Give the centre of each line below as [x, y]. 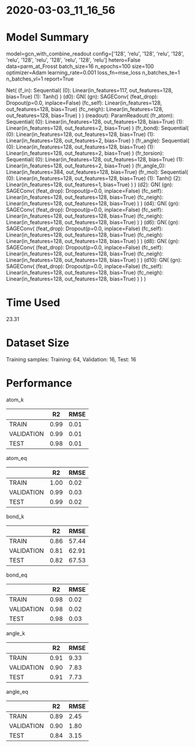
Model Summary [48, 38]
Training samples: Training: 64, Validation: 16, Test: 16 [71, 359]
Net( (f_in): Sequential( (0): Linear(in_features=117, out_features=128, [90, 90]
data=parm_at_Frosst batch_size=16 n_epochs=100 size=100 [80, 66]
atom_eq [17, 458]
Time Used [33, 303]
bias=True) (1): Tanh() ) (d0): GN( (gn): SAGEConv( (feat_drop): [82, 97]
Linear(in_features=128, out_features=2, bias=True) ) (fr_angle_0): [86, 166]
